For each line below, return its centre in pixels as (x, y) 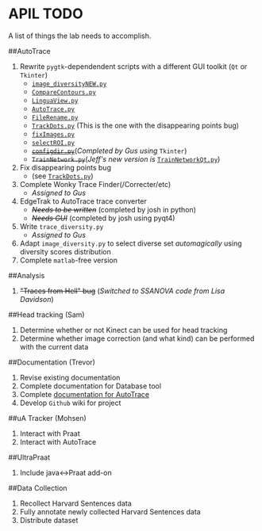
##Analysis (27, 275)
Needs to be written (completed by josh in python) (114, 209)
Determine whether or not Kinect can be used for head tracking (123, 330)
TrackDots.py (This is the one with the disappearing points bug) (135, 125)
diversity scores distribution (65, 251)
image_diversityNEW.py (69, 84)
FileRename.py (55, 117)
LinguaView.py (55, 101)
